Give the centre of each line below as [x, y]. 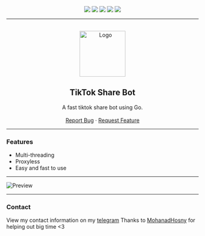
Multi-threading [35, 155]
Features [20, 141]
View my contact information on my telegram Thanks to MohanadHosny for [101, 220]
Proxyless [27, 162]
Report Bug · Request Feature [103, 120]
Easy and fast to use [41, 168]
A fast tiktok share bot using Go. [103, 107]
